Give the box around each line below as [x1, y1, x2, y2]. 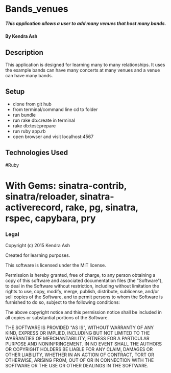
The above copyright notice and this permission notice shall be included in [5, 309, 162, 315]
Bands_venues [5, 3, 68, 15]
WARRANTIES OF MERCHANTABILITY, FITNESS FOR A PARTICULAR [5, 336, 150, 342]
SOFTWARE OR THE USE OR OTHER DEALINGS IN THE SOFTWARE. [5, 363, 149, 369]
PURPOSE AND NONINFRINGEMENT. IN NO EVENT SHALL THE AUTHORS [5, 341, 162, 347]
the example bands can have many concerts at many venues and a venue [5, 67, 160, 73]
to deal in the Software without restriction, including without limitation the [5, 283, 159, 289]
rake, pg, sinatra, [65, 202, 139, 213]
